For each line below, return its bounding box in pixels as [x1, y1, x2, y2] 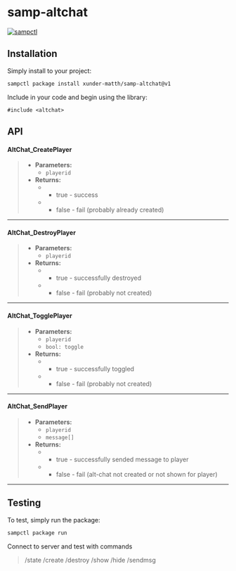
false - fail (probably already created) [55, 205, 164, 214]
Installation [7, 48, 58, 60]
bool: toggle [45, 343, 84, 350]
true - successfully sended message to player [55, 455, 189, 463]
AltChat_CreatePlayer [7, 145, 72, 153]
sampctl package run [7, 529, 68, 537]
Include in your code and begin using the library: [7, 93, 147, 101]
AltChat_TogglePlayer [7, 312, 72, 320]
